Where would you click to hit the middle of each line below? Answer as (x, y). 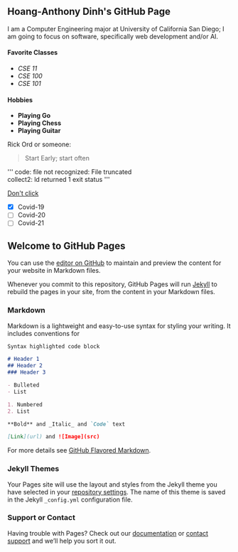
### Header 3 (27, 372)
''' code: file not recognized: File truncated (70, 172)
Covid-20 (32, 215)
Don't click (23, 193)
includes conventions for (44, 333)
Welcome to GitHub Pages (66, 245)
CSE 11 (27, 69)
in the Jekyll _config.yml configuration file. (70, 499)
